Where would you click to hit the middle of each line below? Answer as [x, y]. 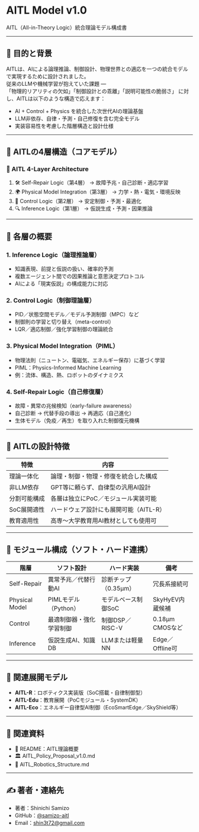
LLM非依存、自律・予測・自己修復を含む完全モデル [77, 118]
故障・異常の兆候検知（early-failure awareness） [75, 406]
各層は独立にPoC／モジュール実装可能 [104, 498]
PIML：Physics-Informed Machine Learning [68, 367]
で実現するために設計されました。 [48, 76]
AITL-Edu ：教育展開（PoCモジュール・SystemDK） [78, 700]
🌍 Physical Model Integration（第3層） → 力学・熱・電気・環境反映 [97, 192]
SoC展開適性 [27, 509]
